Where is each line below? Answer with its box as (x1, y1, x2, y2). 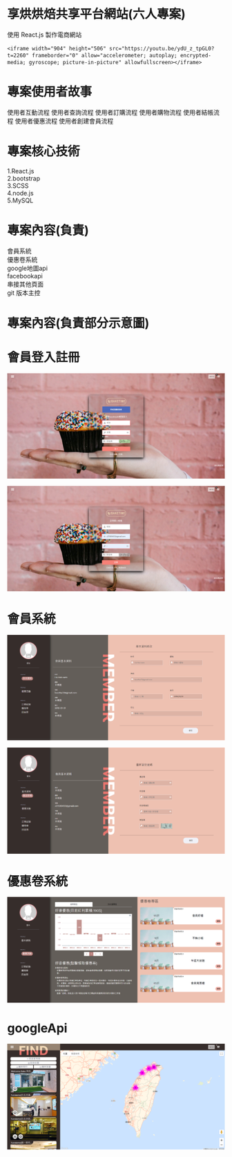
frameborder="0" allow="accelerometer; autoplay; (32, 52, 177, 59)
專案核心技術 (7, 144, 81, 160)
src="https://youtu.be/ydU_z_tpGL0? (109, 45, 215, 52)
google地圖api (7, 264, 48, 272)
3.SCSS (7, 181, 29, 190)
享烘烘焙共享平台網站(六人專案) (7, 6, 186, 22)
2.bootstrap (7, 174, 41, 182)
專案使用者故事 (7, 84, 93, 100)
